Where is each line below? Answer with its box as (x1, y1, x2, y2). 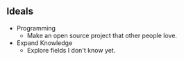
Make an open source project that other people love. (26, 31, 178, 40)
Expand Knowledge (16, 38, 73, 47)
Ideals (6, 6, 34, 17)
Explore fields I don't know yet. (26, 46, 116, 54)
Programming (16, 24, 56, 32)
